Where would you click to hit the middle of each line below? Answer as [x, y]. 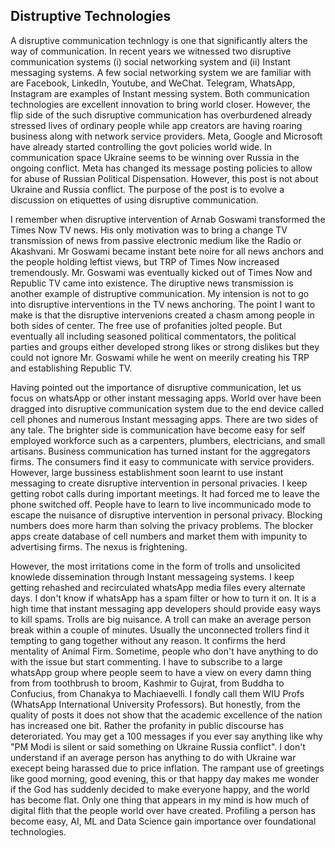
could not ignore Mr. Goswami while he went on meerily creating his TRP [160, 357]
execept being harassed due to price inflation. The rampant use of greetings [167, 768]
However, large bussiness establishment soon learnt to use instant [147, 472]
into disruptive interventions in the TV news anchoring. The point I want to [163, 304]
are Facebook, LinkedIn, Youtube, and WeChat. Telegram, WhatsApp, [153, 83]
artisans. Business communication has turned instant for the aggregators [160, 451]
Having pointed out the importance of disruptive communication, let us [156, 387]
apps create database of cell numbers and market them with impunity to [159, 536]
